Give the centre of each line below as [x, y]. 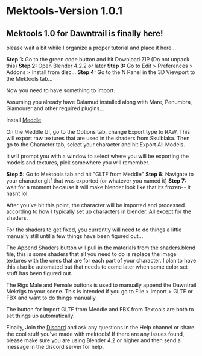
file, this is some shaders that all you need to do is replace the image [91, 254]
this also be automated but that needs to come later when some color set [97, 267]
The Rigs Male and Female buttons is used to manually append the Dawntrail [101, 285]
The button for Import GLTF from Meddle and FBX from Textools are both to [100, 309]
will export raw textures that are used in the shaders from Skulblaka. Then [98, 138]
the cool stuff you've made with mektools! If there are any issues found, [95, 334]
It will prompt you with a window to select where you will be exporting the [97, 156]
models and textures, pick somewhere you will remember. [78, 163]
